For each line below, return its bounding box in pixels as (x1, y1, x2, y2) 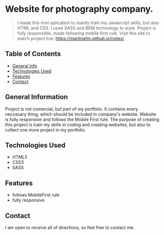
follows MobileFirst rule (12, 192, 60, 198)
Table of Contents (5, 50, 61, 58)
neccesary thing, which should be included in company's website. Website (5, 111, 156, 117)
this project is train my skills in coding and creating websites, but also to (5, 122, 151, 128)
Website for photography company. (5, 3, 154, 15)
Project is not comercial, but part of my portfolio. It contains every (5, 106, 138, 112)
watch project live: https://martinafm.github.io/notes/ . (17, 35, 127, 41)
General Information (5, 93, 68, 101)
